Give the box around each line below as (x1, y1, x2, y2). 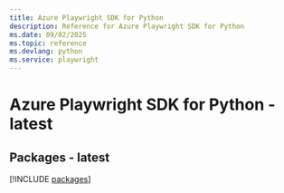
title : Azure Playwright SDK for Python (9, 13, 165, 23)
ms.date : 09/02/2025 (9, 30, 88, 39)
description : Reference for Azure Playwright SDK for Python (9, 22, 245, 31)
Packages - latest (9, 150, 110, 165)
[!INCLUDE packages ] (9, 174, 91, 184)
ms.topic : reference (9, 38, 88, 48)
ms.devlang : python (9, 47, 83, 56)
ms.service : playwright (9, 55, 99, 64)
